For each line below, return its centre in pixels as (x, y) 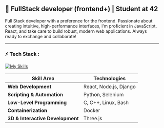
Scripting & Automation (35, 95)
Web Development (30, 87)
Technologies (110, 79)
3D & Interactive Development (43, 119)
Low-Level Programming (37, 103)
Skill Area (43, 79)
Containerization (28, 110)
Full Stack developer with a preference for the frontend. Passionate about (79, 21)
